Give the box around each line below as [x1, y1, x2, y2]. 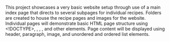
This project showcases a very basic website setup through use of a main [5, 5, 161, 10]
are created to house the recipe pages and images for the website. [5, 15, 146, 21]
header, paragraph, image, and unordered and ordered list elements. [5, 31, 150, 37]
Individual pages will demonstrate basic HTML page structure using [5, 20, 148, 26]
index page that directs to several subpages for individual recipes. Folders [5, 10, 162, 16]
